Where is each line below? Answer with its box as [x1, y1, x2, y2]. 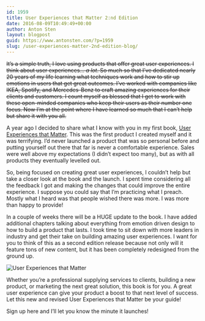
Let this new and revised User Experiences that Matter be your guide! [6, 295, 182, 303]
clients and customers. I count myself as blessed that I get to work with [6, 93, 186, 100]
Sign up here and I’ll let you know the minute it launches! [6, 307, 149, 315]
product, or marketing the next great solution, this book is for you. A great [6, 282, 192, 290]
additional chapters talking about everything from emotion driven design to [6, 219, 195, 227]
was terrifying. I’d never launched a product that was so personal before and [6, 137, 199, 144]
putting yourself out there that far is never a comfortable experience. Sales [6, 144, 195, 151]
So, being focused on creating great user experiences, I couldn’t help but [6, 168, 191, 176]
